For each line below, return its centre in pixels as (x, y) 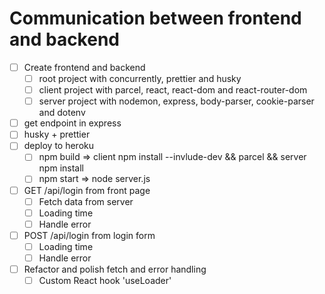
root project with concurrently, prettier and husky (140, 78)
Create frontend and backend (84, 67)
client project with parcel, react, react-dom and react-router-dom (173, 90)
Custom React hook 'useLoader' (105, 280)
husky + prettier (57, 134)
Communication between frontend (155, 18)
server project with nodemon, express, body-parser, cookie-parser (176, 101)
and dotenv (62, 113)
